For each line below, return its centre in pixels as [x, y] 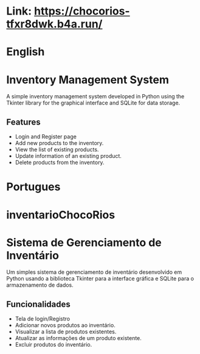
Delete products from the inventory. [60, 163]
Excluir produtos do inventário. [53, 345]
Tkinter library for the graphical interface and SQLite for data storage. [93, 103]
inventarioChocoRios [61, 215]
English [26, 52]
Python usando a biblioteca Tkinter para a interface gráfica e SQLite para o [100, 279]
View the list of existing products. [57, 149]
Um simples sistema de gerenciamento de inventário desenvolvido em [94, 272]
